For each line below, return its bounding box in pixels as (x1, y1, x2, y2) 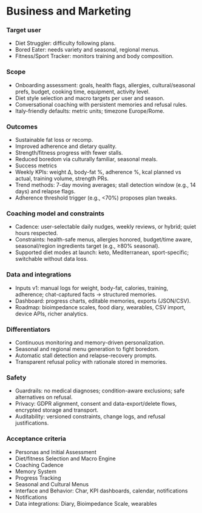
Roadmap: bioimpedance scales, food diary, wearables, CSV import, (15, 303, 186, 310)
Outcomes (6, 122, 38, 131)
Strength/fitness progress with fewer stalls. (15, 149, 123, 156)
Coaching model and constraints (6, 209, 105, 218)
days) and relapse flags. (15, 188, 76, 195)
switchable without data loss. (15, 255, 89, 263)
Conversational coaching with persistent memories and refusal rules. (15, 101, 187, 108)
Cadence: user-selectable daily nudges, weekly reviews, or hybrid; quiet (15, 223, 197, 230)
